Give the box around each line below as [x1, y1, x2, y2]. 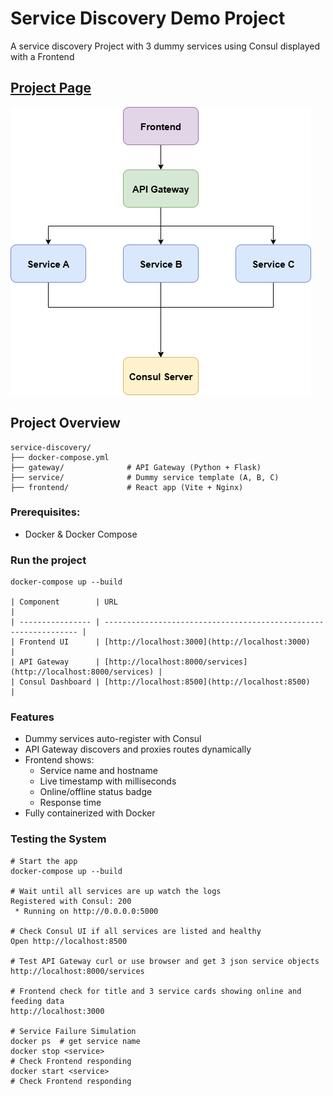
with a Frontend [10, 50, 75, 62]
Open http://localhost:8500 [10, 936, 128, 946]
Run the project [10, 553, 87, 567]
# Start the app [10, 856, 78, 866]
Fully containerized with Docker [24, 807, 156, 819]
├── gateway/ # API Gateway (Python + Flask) [10, 462, 262, 472]
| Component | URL [10, 597, 118, 607]
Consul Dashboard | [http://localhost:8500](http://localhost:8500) [19, 677, 311, 687]
